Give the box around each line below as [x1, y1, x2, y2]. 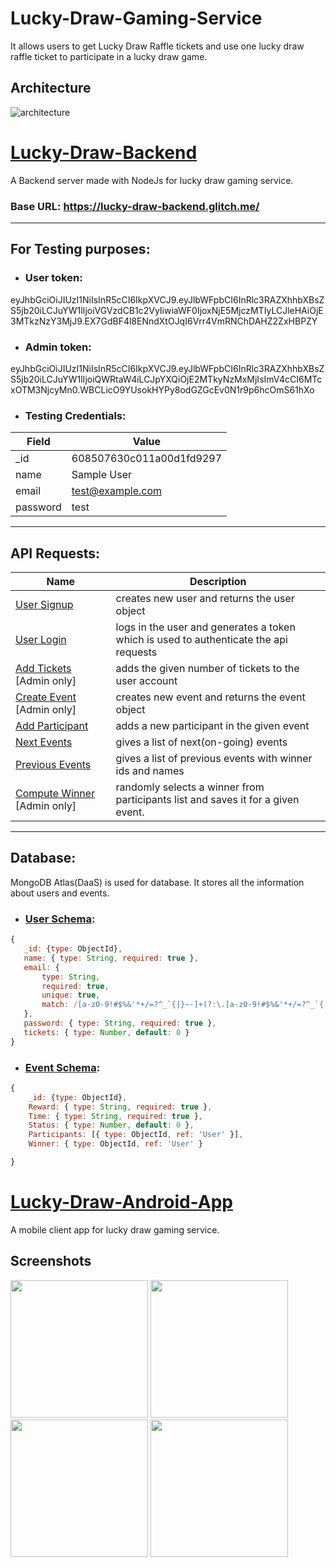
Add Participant [15, 719, 89, 733]
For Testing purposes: [10, 241, 151, 258]
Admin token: [24, 340, 92, 354]
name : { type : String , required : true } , [23, 953, 199, 963]
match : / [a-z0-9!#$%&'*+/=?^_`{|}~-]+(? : [41, 1000, 217, 1010]
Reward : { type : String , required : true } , [28, 1102, 213, 1112]
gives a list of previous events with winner [115, 752, 313, 766]
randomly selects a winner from [115, 780, 265, 794]
